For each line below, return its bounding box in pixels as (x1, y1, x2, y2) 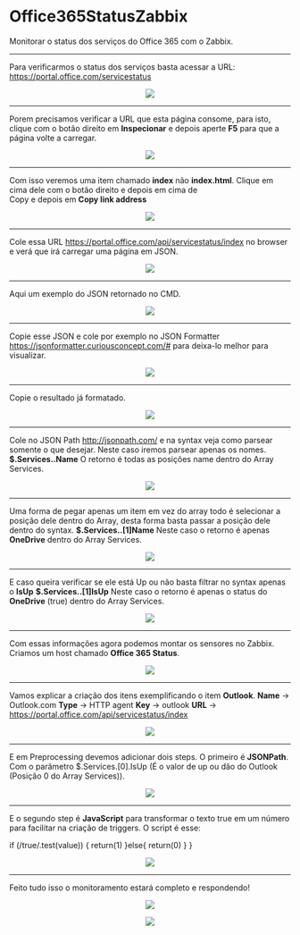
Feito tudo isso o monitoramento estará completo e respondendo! (9, 882, 251, 893)
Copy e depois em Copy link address (9, 194, 147, 205)
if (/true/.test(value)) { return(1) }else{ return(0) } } (9, 839, 193, 850)
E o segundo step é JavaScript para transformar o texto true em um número (9, 813, 290, 823)
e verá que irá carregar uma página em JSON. (9, 246, 179, 257)
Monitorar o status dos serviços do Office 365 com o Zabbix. (9, 36, 234, 46)
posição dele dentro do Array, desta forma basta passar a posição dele (9, 515, 271, 526)
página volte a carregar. (9, 132, 97, 143)
